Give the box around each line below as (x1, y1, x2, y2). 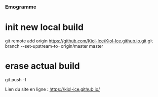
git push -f (5, 76, 27, 82)
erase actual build (5, 61, 80, 72)
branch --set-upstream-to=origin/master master (5, 43, 104, 49)
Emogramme (5, 3, 37, 10)
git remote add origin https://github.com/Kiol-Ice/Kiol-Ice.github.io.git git (5, 38, 153, 44)
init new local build (5, 22, 84, 33)
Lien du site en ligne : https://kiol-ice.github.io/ (5, 86, 100, 92)
